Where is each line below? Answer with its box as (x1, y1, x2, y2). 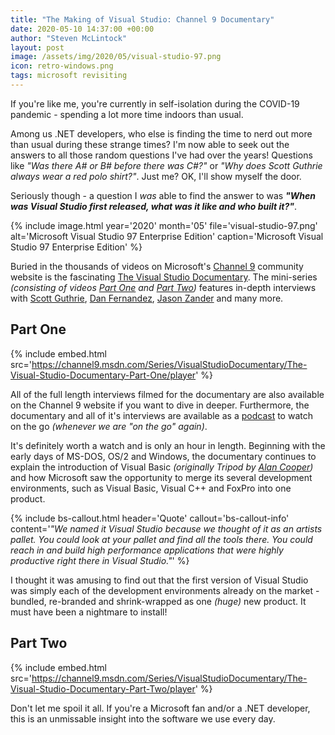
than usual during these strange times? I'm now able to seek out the (10, 138, 290, 150)
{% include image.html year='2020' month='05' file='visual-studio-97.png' (10, 219, 318, 231)
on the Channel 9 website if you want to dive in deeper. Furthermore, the (10, 399, 310, 411)
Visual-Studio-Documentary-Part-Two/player (10, 682, 196, 695)
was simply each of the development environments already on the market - (10, 584, 320, 596)
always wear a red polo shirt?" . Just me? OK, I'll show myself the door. (10, 170, 302, 182)
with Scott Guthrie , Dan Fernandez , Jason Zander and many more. (10, 292, 284, 304)
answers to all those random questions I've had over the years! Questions (10, 149, 313, 161)
